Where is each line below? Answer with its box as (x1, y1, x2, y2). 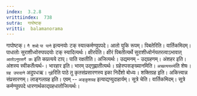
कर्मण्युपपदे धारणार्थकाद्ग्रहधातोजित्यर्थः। (6, 82, 80, 90)
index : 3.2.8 (6, 8, 42, 15)
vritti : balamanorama (6, 25, 63, 32)
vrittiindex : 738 (6, 14, 52, 20)
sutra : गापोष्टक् (6, 20, 42, 26)
